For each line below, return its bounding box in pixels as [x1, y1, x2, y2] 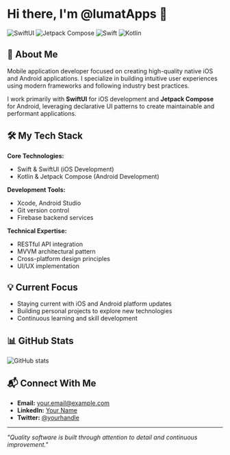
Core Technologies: [7, 151, 64, 160]
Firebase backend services [16, 213, 94, 221]
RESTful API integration [16, 240, 84, 248]
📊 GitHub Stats [7, 335, 74, 347]
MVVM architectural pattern [16, 247, 96, 256]
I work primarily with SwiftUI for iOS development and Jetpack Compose [7, 95, 214, 103]
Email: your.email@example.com [16, 399, 110, 407]
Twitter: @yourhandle [16, 414, 80, 421]
